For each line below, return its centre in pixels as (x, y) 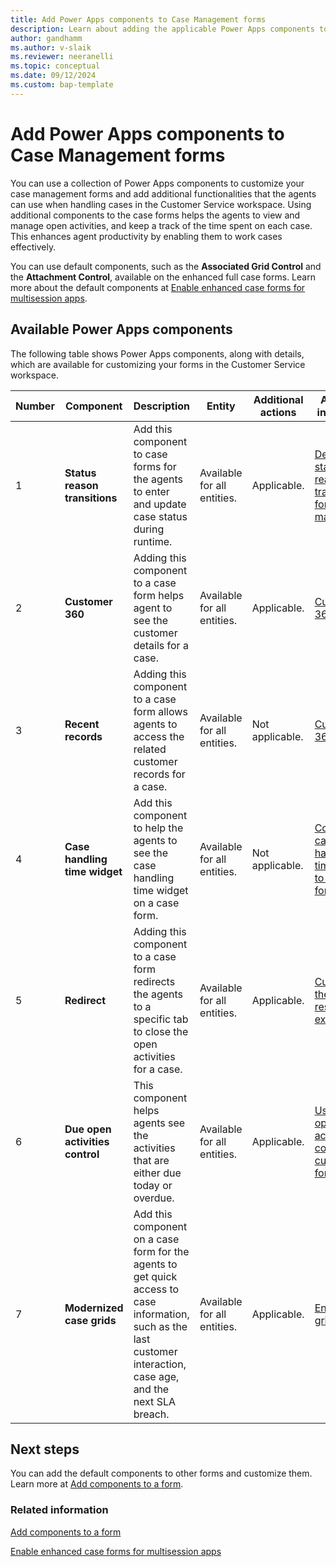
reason (81, 485)
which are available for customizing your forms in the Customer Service (158, 364)
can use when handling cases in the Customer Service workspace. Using (161, 204)
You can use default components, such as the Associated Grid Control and (166, 266)
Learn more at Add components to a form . (97, 1484)
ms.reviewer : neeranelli (62, 57)
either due (157, 1173)
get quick (155, 1276)
